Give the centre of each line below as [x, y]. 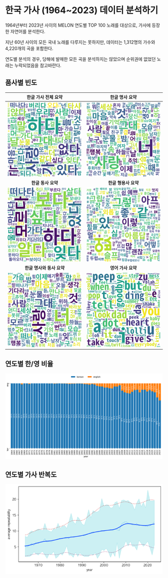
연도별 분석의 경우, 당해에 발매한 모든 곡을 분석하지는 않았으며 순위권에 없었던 [80, 59]
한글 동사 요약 [45, 183]
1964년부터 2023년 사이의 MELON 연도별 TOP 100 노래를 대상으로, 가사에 [78, 25]
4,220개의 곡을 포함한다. [29, 48]
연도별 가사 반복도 [31, 474]
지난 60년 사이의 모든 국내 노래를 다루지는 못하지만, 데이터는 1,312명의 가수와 [80, 42]
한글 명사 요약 [123, 97]
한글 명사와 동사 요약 [45, 268]
